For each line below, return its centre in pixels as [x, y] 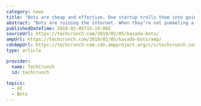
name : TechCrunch [33, 67]
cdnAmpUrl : [20, 45]
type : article [24, 51]
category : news [25, 12]
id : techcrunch [31, 72]
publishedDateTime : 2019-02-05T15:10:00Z [59, 28]
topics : [16, 83]
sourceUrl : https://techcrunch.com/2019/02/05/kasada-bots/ [83, 34]
